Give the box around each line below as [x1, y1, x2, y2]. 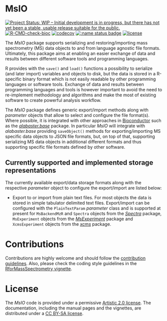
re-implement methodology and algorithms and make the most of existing [5, 92, 156, 98]
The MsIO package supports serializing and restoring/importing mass [5, 39, 148, 45]
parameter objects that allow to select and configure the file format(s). [5, 112, 150, 118]
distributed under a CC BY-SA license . [5, 310, 84, 316]
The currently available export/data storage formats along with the [5, 179, 142, 185]
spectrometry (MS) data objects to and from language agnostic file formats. [5, 45, 161, 51]
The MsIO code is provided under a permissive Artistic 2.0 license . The [5, 300, 151, 306]
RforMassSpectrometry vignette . [5, 266, 72, 272]
